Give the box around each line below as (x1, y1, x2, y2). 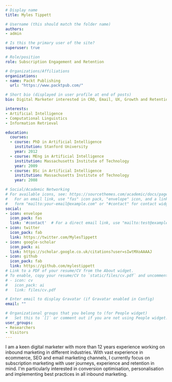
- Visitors (5, 330, 29, 335)
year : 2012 (14, 149, 38, 154)
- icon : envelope (5, 211, 42, 216)
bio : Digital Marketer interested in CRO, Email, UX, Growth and (5, 97, 147, 102)
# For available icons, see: (5, 192, 68, 197)
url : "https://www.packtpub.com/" (10, 83, 83, 88)
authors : (5, 26, 24, 31)
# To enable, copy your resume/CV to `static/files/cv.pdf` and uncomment (5, 273, 168, 278)
